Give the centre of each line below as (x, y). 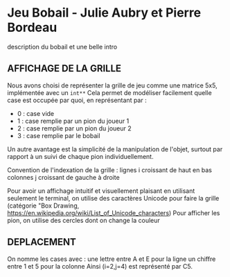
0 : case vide (36, 113)
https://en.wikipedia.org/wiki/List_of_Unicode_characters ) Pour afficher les (114, 212)
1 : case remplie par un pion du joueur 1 (73, 121)
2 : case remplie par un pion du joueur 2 (74, 128)
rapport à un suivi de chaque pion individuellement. (80, 156)
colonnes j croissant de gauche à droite (63, 177)
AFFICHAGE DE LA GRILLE (64, 68)
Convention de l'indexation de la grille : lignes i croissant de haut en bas (110, 170)
